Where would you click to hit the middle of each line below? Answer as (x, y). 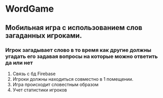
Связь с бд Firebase (34, 74)
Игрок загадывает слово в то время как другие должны (78, 50)
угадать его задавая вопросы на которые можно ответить (82, 56)
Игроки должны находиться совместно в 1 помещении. (73, 79)
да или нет (19, 62)
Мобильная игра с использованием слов (74, 28)
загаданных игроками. (44, 35)
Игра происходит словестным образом (56, 84)
